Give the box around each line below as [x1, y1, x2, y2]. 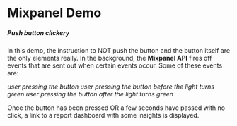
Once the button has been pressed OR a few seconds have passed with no [7, 103, 225, 112]
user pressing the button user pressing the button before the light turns [7, 82, 214, 91]
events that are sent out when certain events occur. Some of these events [7, 61, 223, 70]
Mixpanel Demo [7, 5, 102, 21]
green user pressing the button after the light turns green [7, 90, 174, 99]
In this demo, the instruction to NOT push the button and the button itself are [7, 46, 231, 55]
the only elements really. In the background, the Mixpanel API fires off [7, 54, 212, 63]
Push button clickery [7, 28, 70, 37]
